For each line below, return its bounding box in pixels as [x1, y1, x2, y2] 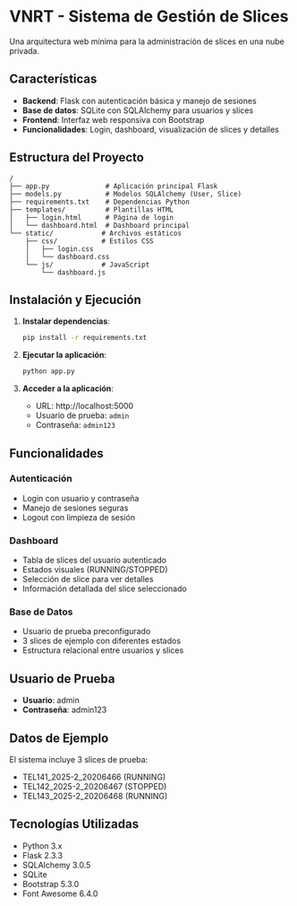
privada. [9, 45, 40, 56]
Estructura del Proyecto [9, 150, 145, 165]
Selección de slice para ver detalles [21, 574, 154, 585]
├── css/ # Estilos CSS [25, 236, 154, 246]
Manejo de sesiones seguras [21, 502, 129, 513]
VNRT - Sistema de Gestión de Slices [9, 6, 289, 27]
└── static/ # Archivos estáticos [9, 229, 182, 238]
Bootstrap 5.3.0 [21, 878, 80, 889]
